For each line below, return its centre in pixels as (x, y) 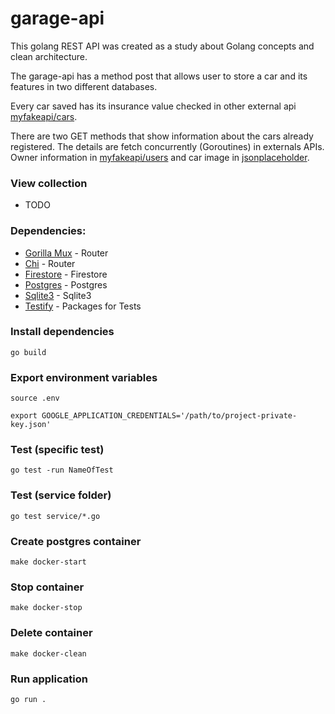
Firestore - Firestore (66, 274)
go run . (28, 699)
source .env (35, 398)
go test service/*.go (55, 516)
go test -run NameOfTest (62, 470)
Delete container (51, 633)
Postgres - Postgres (66, 284)
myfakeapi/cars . (44, 116)
